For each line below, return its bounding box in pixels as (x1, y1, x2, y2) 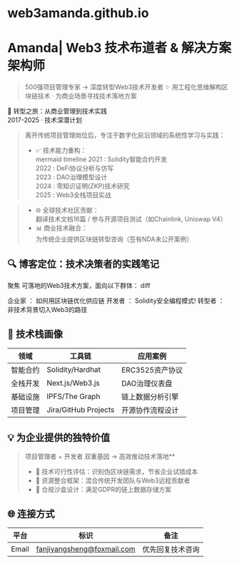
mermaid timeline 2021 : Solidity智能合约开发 (35, 155, 168, 163)
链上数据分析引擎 (121, 391, 179, 401)
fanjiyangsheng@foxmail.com (36, 544, 136, 554)
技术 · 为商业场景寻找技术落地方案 (37, 91, 137, 101)
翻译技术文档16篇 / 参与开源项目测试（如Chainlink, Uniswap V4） (35, 215, 227, 223)
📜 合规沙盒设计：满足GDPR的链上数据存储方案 (35, 485, 172, 493)
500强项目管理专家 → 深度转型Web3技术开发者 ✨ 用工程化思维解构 (24, 83, 223, 91)
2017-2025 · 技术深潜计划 (7, 116, 83, 124)
